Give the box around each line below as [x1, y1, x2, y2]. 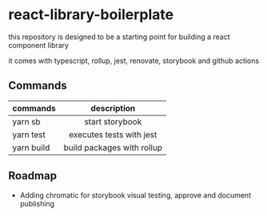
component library [8, 40, 70, 49]
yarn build [12, 142, 50, 153]
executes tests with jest [69, 129, 157, 140]
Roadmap [8, 169, 58, 183]
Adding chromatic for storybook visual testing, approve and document [19, 190, 252, 200]
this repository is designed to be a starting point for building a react [8, 32, 230, 41]
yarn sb [12, 116, 42, 127]
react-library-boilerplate [8, 6, 174, 24]
